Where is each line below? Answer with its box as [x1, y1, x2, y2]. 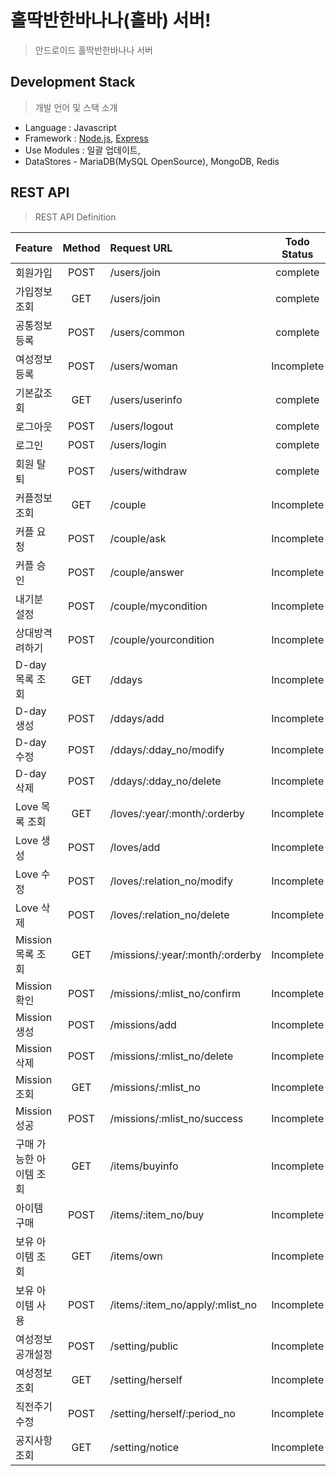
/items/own [109, 1249, 163, 1263]
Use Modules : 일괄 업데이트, [24, 144, 141, 156]
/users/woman [109, 359, 178, 373]
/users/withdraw [109, 464, 188, 478]
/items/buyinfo [109, 1159, 179, 1173]
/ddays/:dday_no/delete [109, 774, 222, 788]
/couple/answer [109, 565, 185, 579]
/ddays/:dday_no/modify [109, 742, 225, 756]
